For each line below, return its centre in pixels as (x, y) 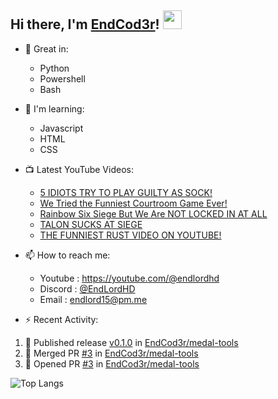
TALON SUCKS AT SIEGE (91, 224)
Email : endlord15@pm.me (93, 299)
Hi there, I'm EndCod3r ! (85, 24)
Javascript (61, 128)
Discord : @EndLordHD (87, 288)
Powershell (62, 78)
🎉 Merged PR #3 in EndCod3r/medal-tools (111, 353)
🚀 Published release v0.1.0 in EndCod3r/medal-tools (131, 342)
